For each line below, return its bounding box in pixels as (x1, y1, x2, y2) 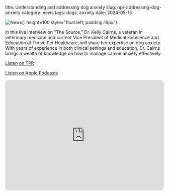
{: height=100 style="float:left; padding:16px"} (22, 20, 117, 25)
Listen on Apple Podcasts (5, 70, 58, 76)
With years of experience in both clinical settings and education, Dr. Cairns (5, 45, 160, 51)
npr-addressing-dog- (117, 5, 162, 10)
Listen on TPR (5, 60, 34, 66)
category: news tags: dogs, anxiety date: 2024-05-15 (21, 10, 132, 16)
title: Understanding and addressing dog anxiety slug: (5, 5, 117, 10)
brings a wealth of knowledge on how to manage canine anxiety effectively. (5, 50, 162, 56)
